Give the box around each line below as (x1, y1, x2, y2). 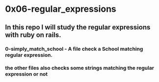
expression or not (5, 71, 48, 78)
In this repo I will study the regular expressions (5, 23, 151, 31)
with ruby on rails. (5, 30, 61, 39)
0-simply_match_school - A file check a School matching (5, 45, 143, 52)
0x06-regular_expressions (5, 3, 116, 15)
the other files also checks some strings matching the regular (5, 65, 154, 72)
